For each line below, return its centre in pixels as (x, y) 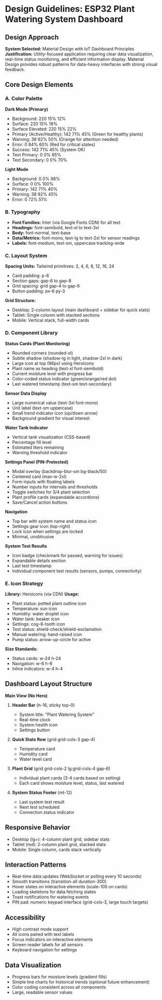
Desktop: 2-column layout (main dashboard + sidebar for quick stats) (81, 310)
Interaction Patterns (36, 865)
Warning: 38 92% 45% (35, 194)
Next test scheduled (39, 807)
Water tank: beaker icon (36, 619)
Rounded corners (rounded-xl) (43, 353)
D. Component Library (31, 333)
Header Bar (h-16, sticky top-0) (43, 705)
